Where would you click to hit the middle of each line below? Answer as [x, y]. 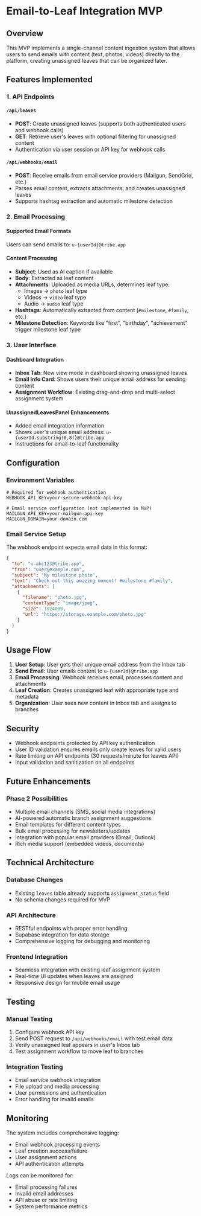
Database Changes [35, 880]
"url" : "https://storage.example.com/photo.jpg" [84, 615]
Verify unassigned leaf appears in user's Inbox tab [77, 1045]
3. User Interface [31, 345]
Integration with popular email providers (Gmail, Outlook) [85, 837]
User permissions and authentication [60, 1093]
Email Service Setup [36, 534]
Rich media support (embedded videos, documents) [79, 843]
